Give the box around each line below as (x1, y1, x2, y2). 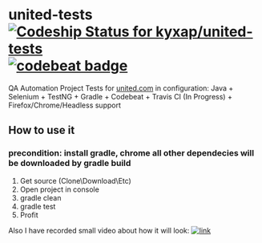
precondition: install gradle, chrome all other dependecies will (8, 148, 255, 159)
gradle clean (19, 192, 62, 202)
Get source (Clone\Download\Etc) (19, 176, 132, 185)
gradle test (19, 201, 56, 211)
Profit (19, 210, 38, 220)
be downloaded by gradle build (8, 158, 131, 169)
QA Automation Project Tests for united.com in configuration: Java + (8, 83, 234, 93)
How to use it (8, 124, 75, 137)
